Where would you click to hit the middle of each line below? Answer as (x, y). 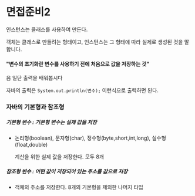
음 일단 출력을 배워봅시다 (34, 78)
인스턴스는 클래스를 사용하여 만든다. (47, 29)
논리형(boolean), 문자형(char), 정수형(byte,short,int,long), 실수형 (90, 138)
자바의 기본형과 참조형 (35, 107)
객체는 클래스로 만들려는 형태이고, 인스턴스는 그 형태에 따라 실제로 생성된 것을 (95, 42)
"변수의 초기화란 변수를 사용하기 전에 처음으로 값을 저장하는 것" (78, 64)
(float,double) (31, 145)
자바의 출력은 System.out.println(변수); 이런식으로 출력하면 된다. (82, 90)
